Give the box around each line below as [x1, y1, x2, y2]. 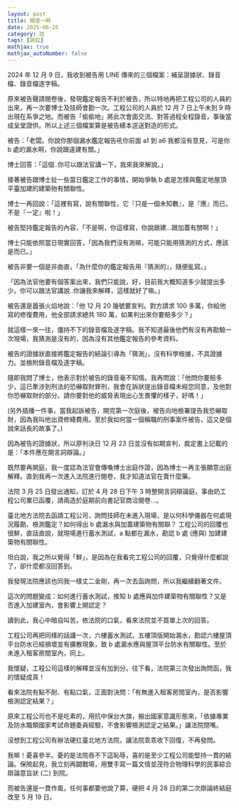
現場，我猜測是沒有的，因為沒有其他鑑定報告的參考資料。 [13, 334, 182, 343]
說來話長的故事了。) [7, 424, 63, 432]
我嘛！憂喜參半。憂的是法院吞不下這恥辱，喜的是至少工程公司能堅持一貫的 [7, 750, 225, 759]
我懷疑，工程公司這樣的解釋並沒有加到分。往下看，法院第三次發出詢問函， [7, 664, 225, 672]
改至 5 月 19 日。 [7, 792, 56, 801]
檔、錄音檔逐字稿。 [7, 79, 64, 87]
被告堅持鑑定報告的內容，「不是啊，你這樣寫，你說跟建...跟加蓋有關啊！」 [7, 223, 222, 232]
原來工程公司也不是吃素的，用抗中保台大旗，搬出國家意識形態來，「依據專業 [7, 711, 229, 720]
